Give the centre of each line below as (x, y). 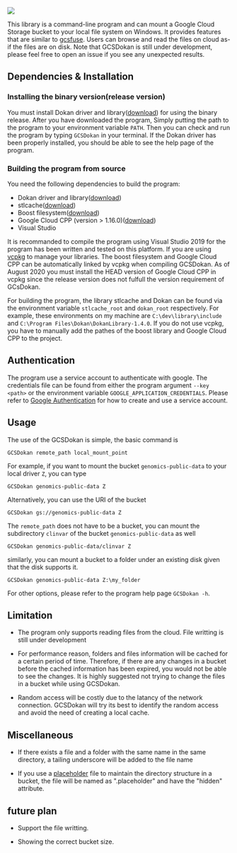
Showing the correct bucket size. (66, 842)
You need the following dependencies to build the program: (94, 184)
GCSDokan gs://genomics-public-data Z (64, 512)
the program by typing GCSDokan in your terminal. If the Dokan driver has (112, 135)
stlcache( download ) (47, 205)
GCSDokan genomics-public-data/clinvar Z (69, 546)
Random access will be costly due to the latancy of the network (110, 698)
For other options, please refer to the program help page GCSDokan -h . (109, 593)
